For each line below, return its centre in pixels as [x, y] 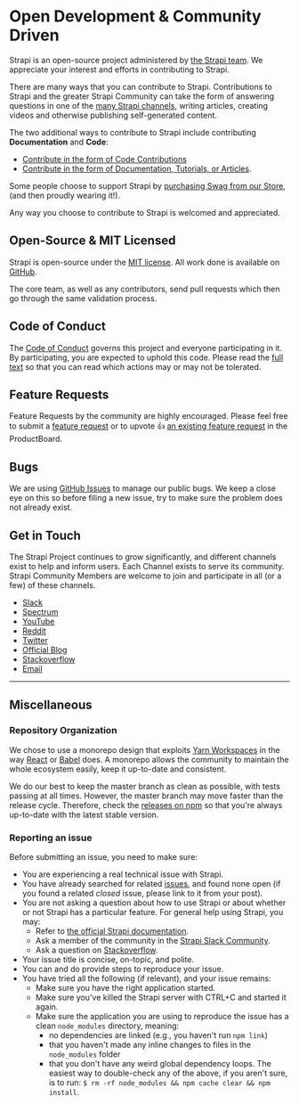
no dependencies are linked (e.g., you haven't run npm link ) [158, 1034]
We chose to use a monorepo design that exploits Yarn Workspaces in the [145, 749]
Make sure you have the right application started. [125, 987]
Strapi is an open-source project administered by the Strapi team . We [136, 60]
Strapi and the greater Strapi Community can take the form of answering [142, 96]
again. [47, 1006]
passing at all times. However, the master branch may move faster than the [146, 796]
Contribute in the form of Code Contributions [104, 159]
